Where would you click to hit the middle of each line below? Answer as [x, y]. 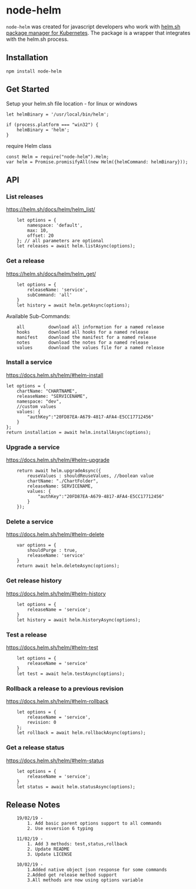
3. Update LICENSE [50, 855]
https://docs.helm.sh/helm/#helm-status [55, 760]
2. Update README [48, 850]
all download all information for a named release [91, 327]
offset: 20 [41, 236]
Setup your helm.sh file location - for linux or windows [72, 103]
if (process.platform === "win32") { [52, 124]
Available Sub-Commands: [38, 316]
